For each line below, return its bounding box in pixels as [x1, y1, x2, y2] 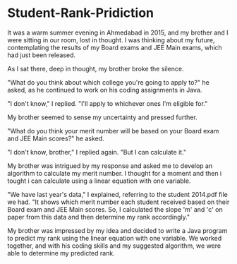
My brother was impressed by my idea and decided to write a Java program [7, 226, 228, 234]
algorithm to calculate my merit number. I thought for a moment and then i [7, 169, 222, 177]
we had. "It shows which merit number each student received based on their [7, 198, 230, 206]
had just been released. [7, 51, 76, 59]
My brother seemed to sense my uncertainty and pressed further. [7, 113, 197, 121]
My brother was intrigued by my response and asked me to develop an [7, 161, 213, 170]
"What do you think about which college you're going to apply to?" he [7, 78, 209, 86]
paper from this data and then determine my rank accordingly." [7, 212, 190, 221]
